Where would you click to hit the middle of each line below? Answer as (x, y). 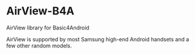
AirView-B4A (40, 11)
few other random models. (39, 46)
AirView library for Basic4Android (48, 28)
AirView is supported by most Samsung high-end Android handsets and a (98, 39)
